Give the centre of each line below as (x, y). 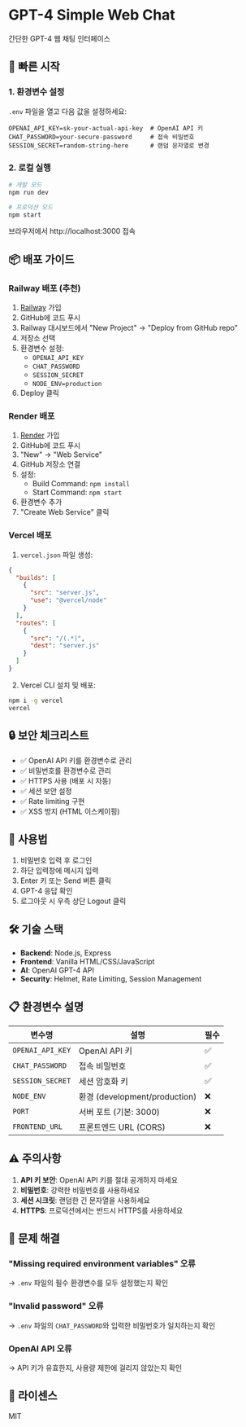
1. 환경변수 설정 (37, 92)
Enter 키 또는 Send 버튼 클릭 (66, 880)
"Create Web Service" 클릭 (65, 512)
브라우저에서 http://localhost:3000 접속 (72, 231)
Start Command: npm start (77, 492)
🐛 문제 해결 (35, 1238)
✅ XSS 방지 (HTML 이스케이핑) (70, 811)
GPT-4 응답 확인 (46, 891)
